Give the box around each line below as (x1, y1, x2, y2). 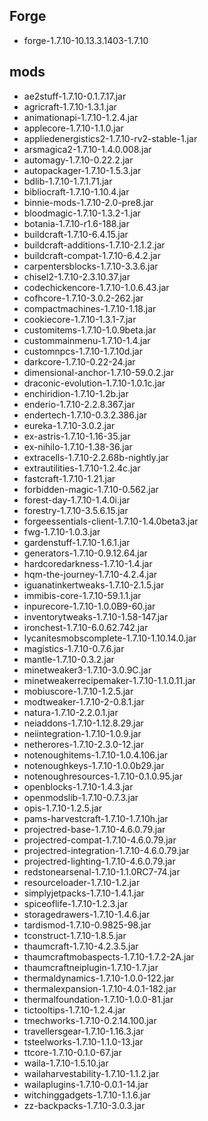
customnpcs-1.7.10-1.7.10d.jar (23, 345, 143, 357)
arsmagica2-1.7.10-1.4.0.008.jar (23, 143, 152, 155)
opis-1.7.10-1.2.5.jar (23, 802, 103, 814)
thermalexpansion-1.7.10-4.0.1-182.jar (23, 982, 177, 994)
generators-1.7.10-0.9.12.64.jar (23, 547, 148, 559)
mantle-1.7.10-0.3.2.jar (23, 653, 115, 665)
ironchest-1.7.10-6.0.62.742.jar (23, 621, 149, 633)
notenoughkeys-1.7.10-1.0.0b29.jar (23, 759, 165, 771)
